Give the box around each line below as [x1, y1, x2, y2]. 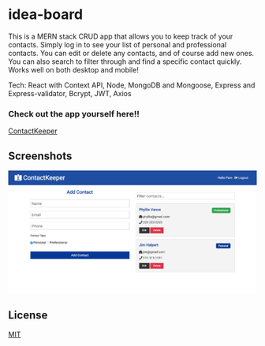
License [8, 309, 48, 322]
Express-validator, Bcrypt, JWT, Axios [8, 88, 132, 98]
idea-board [8, 6, 84, 24]
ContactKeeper [8, 126, 58, 136]
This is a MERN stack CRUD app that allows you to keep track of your [8, 32, 233, 41]
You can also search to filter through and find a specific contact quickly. [8, 57, 242, 66]
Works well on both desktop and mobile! [8, 65, 140, 74]
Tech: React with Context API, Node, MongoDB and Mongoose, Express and [8, 80, 256, 90]
